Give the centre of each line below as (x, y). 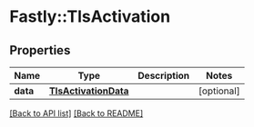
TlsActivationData (89, 91)
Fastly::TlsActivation (90, 17)
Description (163, 76)
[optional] (219, 91)
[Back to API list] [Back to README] (76, 113)
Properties (40, 50)
